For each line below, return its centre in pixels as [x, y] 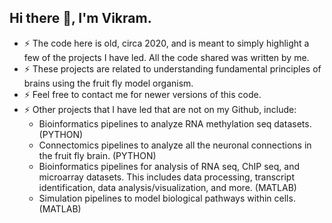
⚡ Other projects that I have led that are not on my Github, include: [160, 109]
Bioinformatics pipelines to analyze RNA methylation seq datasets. [175, 123]
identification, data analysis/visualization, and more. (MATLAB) [167, 187]
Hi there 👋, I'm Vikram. [80, 18]
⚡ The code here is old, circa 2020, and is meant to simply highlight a [166, 43]
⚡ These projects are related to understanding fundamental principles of [172, 68]
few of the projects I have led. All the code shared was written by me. [166, 57]
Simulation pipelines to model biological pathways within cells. [167, 198]
